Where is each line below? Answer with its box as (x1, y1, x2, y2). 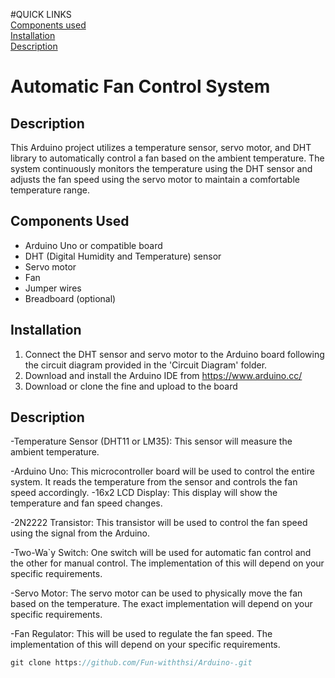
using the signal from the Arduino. (10, 527, 151, 539)
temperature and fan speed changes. (10, 497, 163, 509)
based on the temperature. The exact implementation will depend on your (10, 598, 313, 610)
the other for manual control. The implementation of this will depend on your (10, 557, 325, 569)
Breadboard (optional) (24, 292, 117, 304)
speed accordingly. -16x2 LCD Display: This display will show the (10, 487, 278, 499)
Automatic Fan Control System (10, 75, 271, 98)
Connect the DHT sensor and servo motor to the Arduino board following (24, 348, 325, 360)
